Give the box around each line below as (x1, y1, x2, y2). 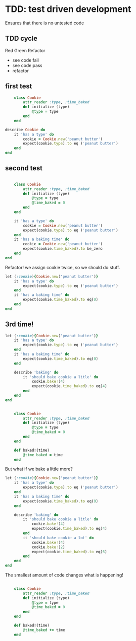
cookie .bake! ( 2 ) (31, 545, 65, 550)
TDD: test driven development (5, 3, 132, 15)
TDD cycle (5, 34, 38, 43)
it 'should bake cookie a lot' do (23, 535, 94, 540)
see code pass (12, 62, 43, 68)
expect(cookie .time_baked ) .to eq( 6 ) (31, 549, 107, 554)
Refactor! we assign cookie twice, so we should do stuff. (5, 264, 120, 270)
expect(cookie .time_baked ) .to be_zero (23, 246, 103, 251)
